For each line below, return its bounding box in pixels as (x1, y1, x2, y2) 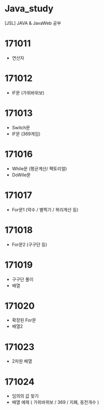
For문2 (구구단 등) (11, 241, 48, 247)
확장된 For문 (11, 317, 36, 323)
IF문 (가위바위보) (11, 90, 45, 96)
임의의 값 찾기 (11, 393, 39, 399)
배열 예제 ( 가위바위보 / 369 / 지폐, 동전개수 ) (11, 399, 99, 406)
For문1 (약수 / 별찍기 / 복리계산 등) (11, 206, 79, 212)
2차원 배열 (11, 358, 32, 364)
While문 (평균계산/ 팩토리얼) (11, 165, 67, 172)
